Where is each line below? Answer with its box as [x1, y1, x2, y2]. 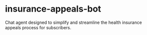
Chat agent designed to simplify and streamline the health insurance [5, 19, 142, 25]
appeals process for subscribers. [5, 24, 72, 30]
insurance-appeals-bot [5, 3, 101, 15]
